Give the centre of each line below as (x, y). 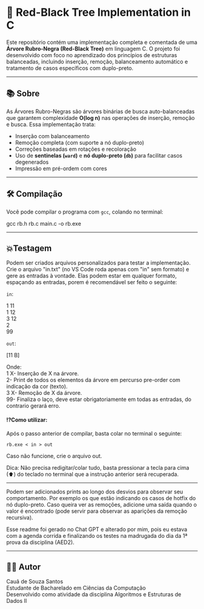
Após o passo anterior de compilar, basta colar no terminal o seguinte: (94, 433)
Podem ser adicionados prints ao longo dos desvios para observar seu (95, 492)
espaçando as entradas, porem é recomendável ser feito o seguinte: (92, 282)
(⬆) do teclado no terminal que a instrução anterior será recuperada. (93, 474)
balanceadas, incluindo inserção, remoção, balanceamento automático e (97, 61)
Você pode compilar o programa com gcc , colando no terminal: (85, 212)
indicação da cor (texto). (37, 386)
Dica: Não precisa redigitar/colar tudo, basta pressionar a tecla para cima (98, 467)
